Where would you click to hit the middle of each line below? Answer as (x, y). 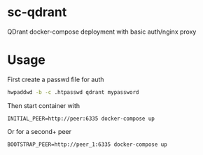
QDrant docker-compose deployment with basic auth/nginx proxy (102, 32)
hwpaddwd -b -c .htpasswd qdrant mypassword (73, 92)
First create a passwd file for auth (56, 79)
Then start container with (44, 105)
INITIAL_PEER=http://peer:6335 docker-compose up (81, 119)
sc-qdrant (37, 12)
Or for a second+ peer (40, 131)
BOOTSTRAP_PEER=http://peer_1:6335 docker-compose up (87, 144)
